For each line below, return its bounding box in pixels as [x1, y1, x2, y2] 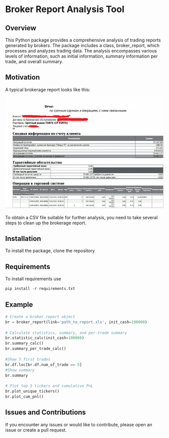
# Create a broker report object [5, 314, 75, 319]
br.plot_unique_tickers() [5, 389, 59, 394]
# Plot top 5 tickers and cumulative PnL [5, 383, 94, 388]
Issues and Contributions [5, 408, 87, 417]
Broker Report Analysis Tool [5, 4, 125, 15]
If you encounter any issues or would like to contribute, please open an [5, 421, 152, 427]
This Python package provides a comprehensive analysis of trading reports [5, 37, 161, 43]
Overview [5, 24, 37, 32]
